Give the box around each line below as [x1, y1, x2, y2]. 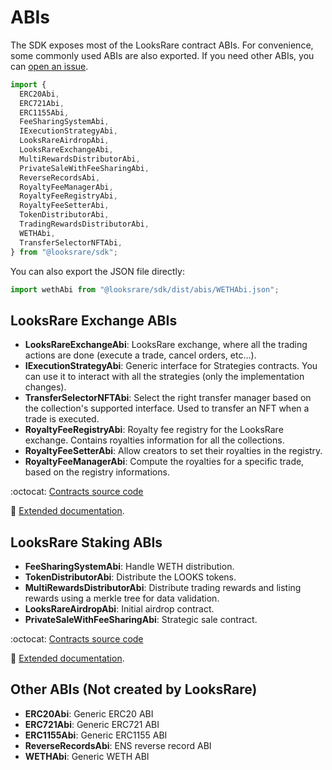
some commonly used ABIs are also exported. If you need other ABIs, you [10, 49, 315, 61]
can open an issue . [10, 60, 89, 72]
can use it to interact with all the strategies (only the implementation [24, 371, 305, 383]
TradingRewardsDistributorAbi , [19, 219, 150, 230]
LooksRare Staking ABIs [10, 534, 163, 551]
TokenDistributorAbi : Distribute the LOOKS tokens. [24, 571, 237, 583]
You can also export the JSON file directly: [10, 265, 185, 277]
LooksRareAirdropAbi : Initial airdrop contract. [24, 603, 215, 615]
